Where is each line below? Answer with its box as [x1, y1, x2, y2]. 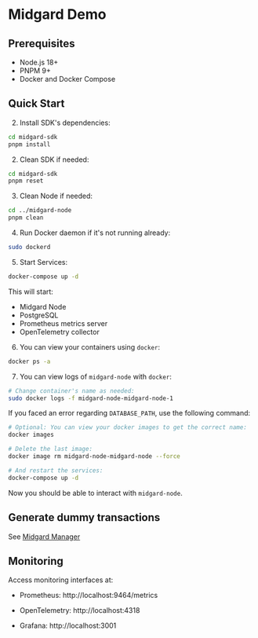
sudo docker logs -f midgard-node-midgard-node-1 [8, 394, 174, 402]
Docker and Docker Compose [19, 75, 116, 83]
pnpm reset [8, 177, 44, 185]
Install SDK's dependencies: [19, 118, 111, 127]
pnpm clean [8, 214, 44, 222]
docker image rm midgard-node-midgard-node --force [8, 453, 180, 460]
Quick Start [8, 97, 65, 111]
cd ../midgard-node [8, 207, 72, 214]
